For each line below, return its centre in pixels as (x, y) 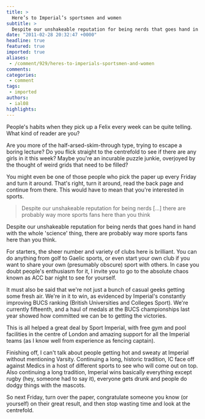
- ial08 (19, 103)
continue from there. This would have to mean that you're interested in (95, 190)
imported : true (26, 52)
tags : (13, 87)
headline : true (26, 41)
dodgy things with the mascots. (46, 385)
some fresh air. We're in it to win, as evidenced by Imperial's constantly (96, 296)
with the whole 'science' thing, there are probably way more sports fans (97, 233)
